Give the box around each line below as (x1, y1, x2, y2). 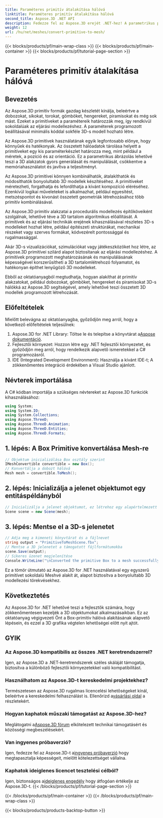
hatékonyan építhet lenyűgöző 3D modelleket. (5, 265, 97, 270)
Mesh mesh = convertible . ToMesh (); (5, 471, 77, 476)
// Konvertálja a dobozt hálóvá (5, 466, 70, 471)
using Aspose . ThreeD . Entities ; (5, 426, 68, 431)
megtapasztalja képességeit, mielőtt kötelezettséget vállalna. (5, 755, 127, 761)
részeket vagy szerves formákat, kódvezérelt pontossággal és (5, 229, 130, 235)
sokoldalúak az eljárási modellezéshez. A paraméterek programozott (5, 124, 142, 129)
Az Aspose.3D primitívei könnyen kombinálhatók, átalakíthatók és (5, 173, 135, 179)
